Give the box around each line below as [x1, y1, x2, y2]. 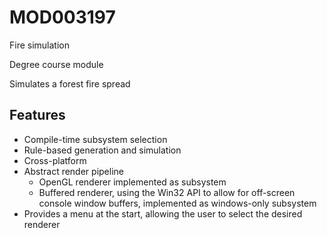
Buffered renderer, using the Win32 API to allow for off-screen [38, 186, 296, 198]
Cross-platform [23, 154, 87, 166]
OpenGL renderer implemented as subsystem [38, 176, 227, 188]
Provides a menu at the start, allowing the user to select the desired [23, 207, 303, 220]
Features [9, 107, 66, 124]
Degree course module [9, 58, 104, 70]
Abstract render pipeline [23, 165, 124, 177]
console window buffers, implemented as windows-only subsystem [38, 197, 317, 209]
